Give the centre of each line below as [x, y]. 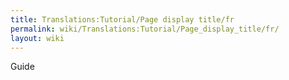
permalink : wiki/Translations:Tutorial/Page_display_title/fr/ [145, 29]
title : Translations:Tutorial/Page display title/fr [122, 19]
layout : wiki [37, 38]
